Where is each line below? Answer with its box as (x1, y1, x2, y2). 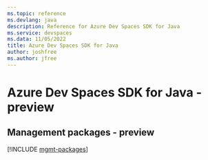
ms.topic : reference (7, 10, 67, 17)
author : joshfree (7, 49, 57, 56)
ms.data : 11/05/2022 (7, 36, 67, 43)
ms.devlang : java (7, 17, 57, 23)
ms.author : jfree (7, 55, 57, 62)
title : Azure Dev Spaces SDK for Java (7, 42, 118, 49)
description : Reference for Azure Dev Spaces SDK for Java (7, 23, 180, 30)
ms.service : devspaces (7, 29, 72, 37)
